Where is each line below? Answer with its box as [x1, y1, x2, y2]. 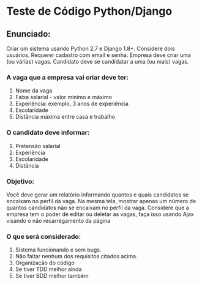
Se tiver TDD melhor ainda [15, 266, 82, 273]
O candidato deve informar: [6, 129, 90, 137]
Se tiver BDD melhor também [15, 272, 89, 280]
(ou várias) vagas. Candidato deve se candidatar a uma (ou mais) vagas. [6, 58, 189, 65]
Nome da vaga [15, 87, 53, 94]
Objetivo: [6, 177, 35, 185]
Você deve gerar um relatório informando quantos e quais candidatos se [6, 191, 189, 198]
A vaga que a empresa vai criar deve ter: [6, 73, 129, 81]
